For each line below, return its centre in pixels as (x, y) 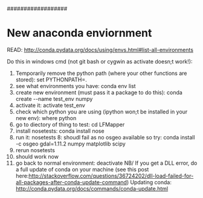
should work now (37, 156)
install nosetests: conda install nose (60, 131)
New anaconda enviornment (79, 33)
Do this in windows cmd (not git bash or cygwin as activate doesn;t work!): (100, 61)
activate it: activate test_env (50, 105)
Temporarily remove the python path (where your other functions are (101, 73)
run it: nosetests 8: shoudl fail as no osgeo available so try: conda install (105, 137)
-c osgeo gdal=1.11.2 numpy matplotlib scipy (70, 144)
